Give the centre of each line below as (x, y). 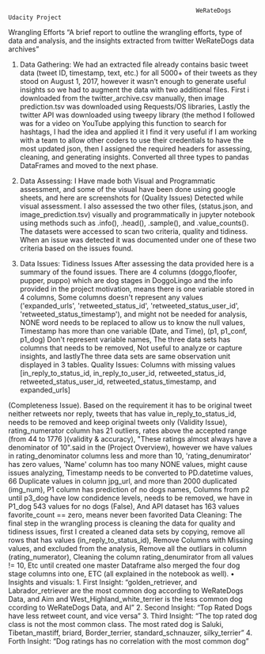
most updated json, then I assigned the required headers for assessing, (136, 149)
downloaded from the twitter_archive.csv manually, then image (122, 98)
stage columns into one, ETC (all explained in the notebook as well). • (121, 574)
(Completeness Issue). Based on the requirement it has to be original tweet (130, 405)
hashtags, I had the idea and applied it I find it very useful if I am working (138, 132)
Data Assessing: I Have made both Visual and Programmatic (117, 181)
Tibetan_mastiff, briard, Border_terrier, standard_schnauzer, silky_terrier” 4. (131, 633)
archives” (24, 49)
